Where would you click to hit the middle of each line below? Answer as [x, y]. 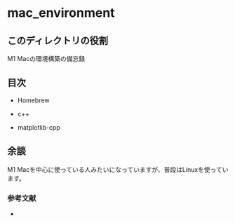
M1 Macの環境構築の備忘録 [46, 59]
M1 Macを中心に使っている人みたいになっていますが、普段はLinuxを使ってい [118, 169]
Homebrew [33, 100]
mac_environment [61, 13]
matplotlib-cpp [39, 127]
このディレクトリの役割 [58, 40]
